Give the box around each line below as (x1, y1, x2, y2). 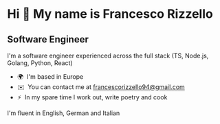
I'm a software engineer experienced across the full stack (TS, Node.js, (7, 51, 209, 60)
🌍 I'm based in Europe (16, 73, 84, 81)
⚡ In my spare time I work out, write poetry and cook (16, 93, 168, 101)
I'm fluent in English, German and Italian (7, 109, 120, 117)
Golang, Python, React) (7, 59, 74, 67)
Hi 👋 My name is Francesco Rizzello (7, 6, 213, 22)
